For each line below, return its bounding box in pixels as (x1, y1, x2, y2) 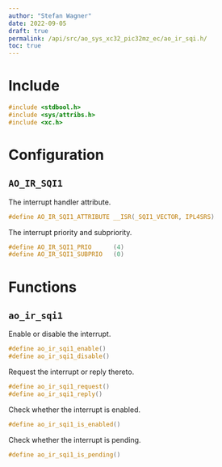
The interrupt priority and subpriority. (8, 227, 132, 237)
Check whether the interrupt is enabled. (8, 405, 141, 414)
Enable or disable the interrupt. (8, 329, 111, 339)
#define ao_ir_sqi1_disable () (8, 352, 111, 360)
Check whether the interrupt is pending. (8, 435, 141, 444)
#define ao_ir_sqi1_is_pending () (8, 450, 121, 459)
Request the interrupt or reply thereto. (8, 367, 135, 377)
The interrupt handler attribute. (8, 197, 111, 207)
